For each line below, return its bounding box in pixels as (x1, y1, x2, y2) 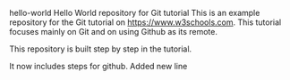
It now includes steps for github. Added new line (9, 61, 188, 71)
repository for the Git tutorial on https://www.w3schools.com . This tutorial (9, 17, 282, 28)
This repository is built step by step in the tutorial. (9, 44, 192, 54)
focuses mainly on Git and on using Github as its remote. (9, 27, 217, 36)
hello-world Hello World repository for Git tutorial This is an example (9, 8, 260, 18)
